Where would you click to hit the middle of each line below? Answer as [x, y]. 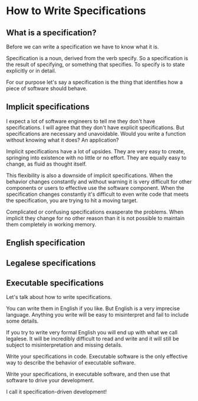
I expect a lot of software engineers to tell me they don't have [81, 121]
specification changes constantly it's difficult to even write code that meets [98, 194]
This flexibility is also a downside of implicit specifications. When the [90, 175]
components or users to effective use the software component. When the [95, 188]
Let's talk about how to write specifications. [59, 297]
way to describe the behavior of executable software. [71, 363]
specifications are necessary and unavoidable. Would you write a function [96, 133]
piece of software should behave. [47, 88]
